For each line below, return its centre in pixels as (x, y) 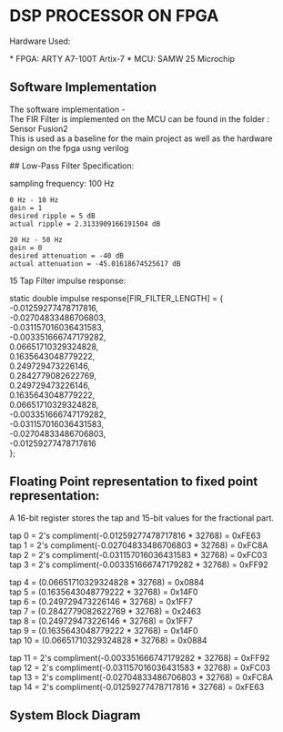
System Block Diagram (75, 715)
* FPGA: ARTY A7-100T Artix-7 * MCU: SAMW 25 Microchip (122, 58)
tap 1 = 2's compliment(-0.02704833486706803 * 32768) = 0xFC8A (139, 545)
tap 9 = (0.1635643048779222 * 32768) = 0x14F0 (104, 630)
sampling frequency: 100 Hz (62, 183)
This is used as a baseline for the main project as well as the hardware (141, 138)
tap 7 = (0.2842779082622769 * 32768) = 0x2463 (106, 611)
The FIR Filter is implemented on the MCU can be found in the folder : (140, 118)
